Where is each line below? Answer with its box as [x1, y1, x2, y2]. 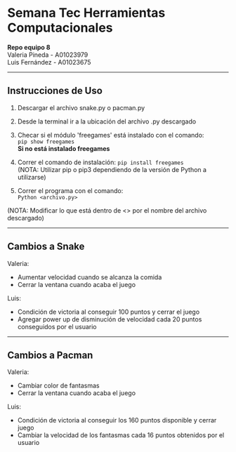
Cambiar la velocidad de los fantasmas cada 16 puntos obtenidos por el [17, 431, 225, 439]
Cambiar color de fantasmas [17, 381, 100, 390]
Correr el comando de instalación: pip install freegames [17, 158, 184, 166]
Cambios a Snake [7, 241, 85, 253]
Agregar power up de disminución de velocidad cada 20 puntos [17, 314, 202, 324]
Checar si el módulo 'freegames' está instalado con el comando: [17, 131, 204, 139]
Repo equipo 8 [7, 43, 51, 51]
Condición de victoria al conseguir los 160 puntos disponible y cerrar [17, 416, 217, 425]
